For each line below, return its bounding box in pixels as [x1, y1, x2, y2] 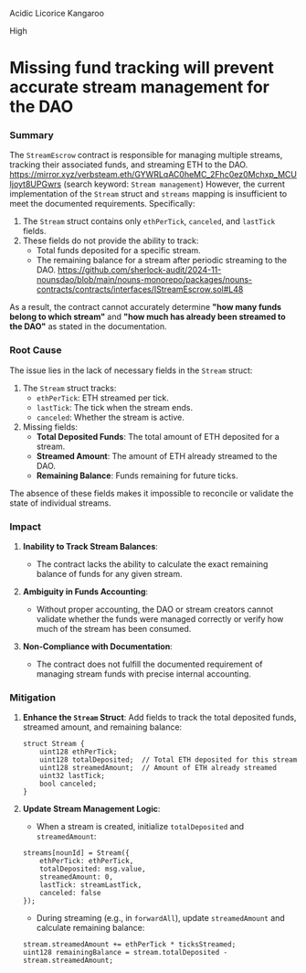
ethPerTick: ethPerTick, [39, 857, 134, 866]
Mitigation [9, 691, 57, 703]
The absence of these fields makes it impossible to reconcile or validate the [9, 487, 294, 498]
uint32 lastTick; [39, 772, 105, 781]
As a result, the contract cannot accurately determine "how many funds [9, 302, 281, 313]
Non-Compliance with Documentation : [22, 641, 174, 652]
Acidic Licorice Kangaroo [9, 8, 105, 18]
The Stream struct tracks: [22, 382, 117, 393]
